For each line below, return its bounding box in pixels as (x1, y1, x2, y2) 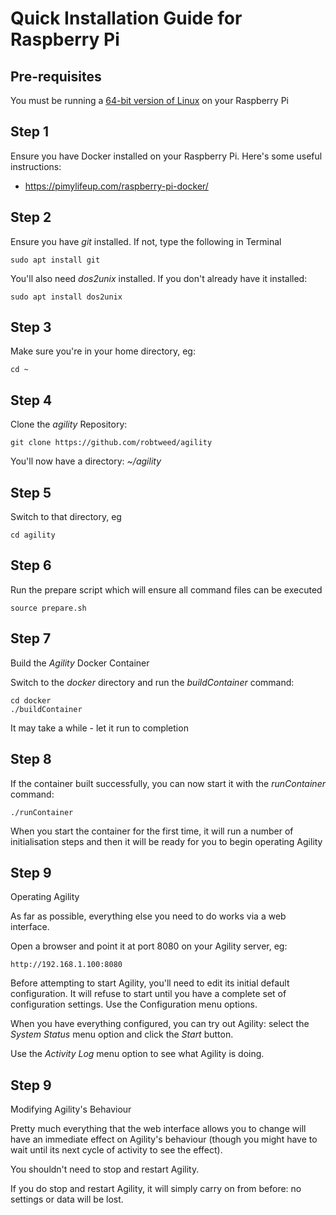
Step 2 (10, 209, 52, 226)
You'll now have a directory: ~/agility (10, 455, 162, 467)
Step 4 (10, 392, 53, 409)
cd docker (10, 695, 52, 706)
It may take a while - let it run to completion (10, 722, 189, 734)
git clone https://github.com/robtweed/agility (10, 438, 213, 448)
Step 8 (10, 751, 52, 768)
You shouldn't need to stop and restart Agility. (10, 1163, 200, 1176)
